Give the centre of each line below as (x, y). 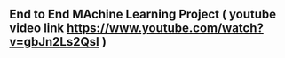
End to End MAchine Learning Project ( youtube (143, 14)
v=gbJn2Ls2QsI (54, 42)
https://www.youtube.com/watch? (165, 29)
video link (37, 29)
